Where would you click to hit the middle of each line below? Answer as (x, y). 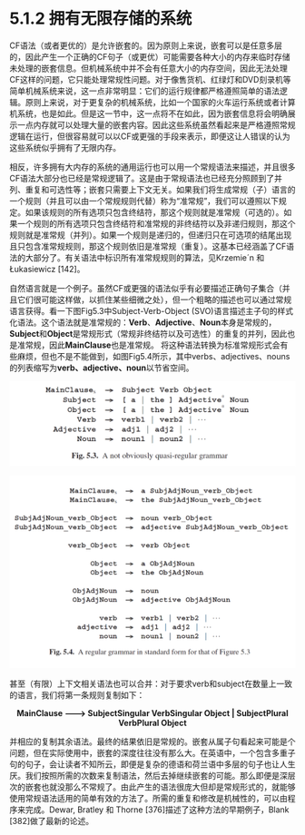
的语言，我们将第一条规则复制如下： (77, 695)
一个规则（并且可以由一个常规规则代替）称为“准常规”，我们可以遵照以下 (144, 201)
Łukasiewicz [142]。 (47, 269)
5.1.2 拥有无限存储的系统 (101, 19)
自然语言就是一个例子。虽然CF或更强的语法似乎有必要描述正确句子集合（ (146, 288)
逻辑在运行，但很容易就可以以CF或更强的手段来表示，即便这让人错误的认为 (150, 136)
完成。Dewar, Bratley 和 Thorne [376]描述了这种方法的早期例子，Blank (157, 810)
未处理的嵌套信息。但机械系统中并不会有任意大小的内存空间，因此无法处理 (148, 68)
